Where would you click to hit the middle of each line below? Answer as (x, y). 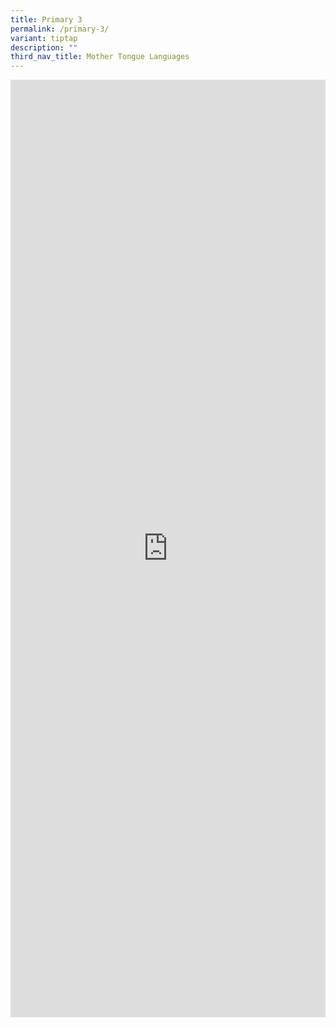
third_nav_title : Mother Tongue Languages (100, 57)
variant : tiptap (44, 38)
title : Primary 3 (46, 19)
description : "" (44, 47)
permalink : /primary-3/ (60, 29)
